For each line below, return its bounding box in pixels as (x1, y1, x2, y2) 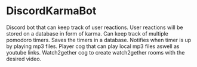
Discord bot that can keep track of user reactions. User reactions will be (6, 24, 183, 31)
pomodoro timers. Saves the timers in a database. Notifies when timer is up (6, 36, 192, 43)
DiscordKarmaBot (6, 4, 97, 18)
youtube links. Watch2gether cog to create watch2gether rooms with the (6, 49, 185, 56)
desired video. (6, 55, 42, 62)
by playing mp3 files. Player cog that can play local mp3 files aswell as (6, 43, 180, 50)
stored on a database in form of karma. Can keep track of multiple (6, 30, 169, 37)
